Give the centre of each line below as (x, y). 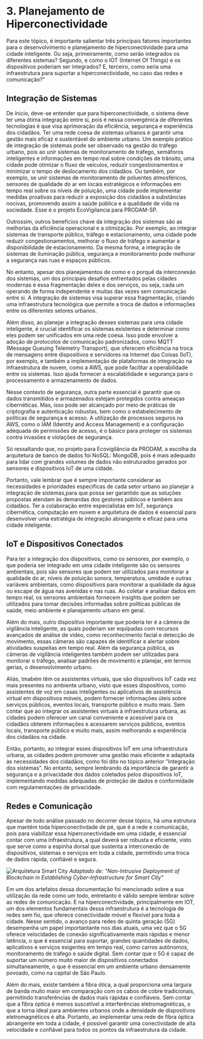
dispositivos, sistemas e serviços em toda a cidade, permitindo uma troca (98, 853)
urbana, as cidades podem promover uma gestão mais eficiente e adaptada (100, 755)
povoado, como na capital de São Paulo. (56, 973)
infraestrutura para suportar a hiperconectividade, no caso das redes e (95, 73)
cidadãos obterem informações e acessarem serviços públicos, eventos (96, 724)
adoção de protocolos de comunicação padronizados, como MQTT (90, 341)
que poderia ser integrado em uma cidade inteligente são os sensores (93, 565)
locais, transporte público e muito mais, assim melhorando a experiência (96, 730)
